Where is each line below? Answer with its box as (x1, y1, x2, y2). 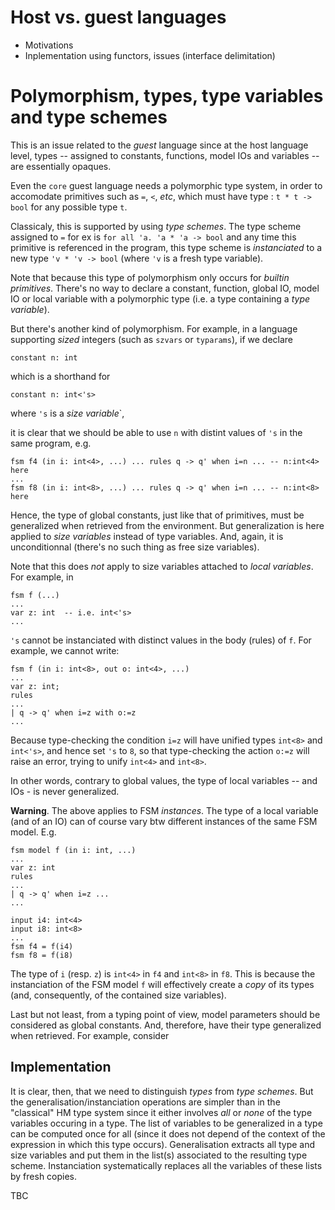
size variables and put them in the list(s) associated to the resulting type (10, 1149, 308, 1161)
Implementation (10, 1059, 112, 1076)
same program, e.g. (10, 437, 92, 449)
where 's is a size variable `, (10, 407, 125, 419)
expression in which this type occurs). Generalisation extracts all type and (10, 1138, 316, 1150)
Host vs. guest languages (10, 6, 227, 29)
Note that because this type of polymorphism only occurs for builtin (10, 271, 290, 283)
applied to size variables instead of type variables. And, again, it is (10, 530, 284, 542)
